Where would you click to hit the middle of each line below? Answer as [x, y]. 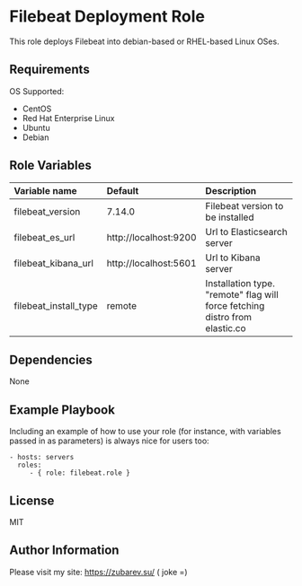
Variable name [46, 190]
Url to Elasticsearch [246, 232]
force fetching [235, 305]
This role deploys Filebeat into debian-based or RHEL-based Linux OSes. [145, 41]
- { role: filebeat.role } [80, 473]
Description [231, 190]
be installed [230, 217]
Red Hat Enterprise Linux [68, 118]
